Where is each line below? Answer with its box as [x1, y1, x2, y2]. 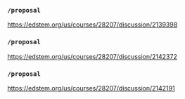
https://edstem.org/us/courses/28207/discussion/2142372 [7, 52, 177, 60]
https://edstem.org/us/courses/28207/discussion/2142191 [7, 84, 175, 92]
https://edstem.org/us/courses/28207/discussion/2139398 [7, 20, 178, 29]
